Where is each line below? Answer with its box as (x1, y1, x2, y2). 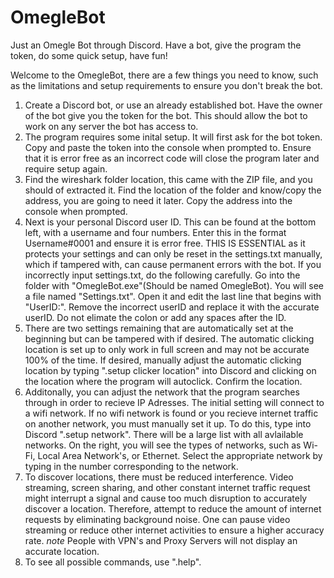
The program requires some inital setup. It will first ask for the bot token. (24, 131, 323, 143)
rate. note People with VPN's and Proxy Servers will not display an (24, 534, 298, 546)
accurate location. (24, 545, 100, 557)
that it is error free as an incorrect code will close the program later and (24, 152, 320, 164)
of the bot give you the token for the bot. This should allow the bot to (24, 109, 308, 121)
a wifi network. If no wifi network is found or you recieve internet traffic (24, 407, 319, 419)
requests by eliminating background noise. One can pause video (24, 513, 291, 525)
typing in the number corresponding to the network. (24, 460, 239, 472)
